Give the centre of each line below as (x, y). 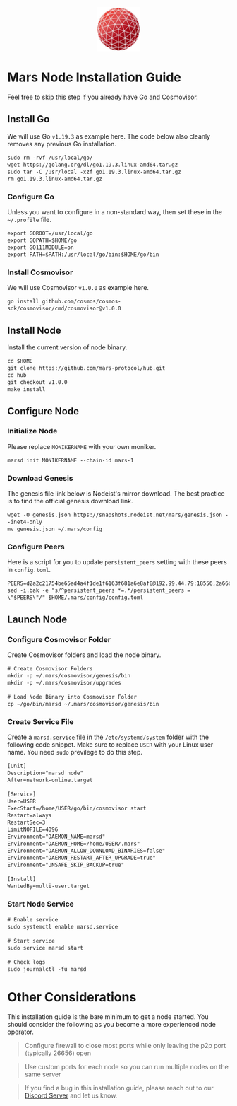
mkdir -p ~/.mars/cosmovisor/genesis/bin (69, 676)
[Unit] (17, 766)
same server (43, 1074)
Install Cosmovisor (40, 272)
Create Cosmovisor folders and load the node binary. (84, 655)
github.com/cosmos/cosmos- (81, 302)
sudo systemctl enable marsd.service (63, 926)
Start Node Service (41, 904)
